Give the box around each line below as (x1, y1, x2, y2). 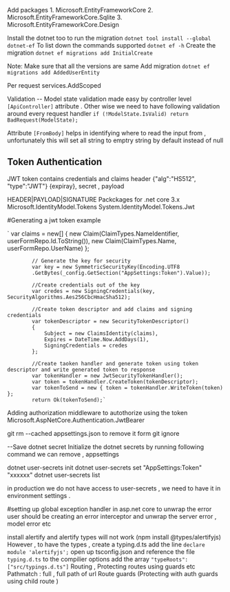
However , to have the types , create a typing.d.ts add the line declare (7, 540, 205, 548)
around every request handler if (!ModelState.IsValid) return (7, 110, 189, 117)
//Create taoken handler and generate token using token (32, 360, 198, 367)
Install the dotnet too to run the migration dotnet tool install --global (7, 34, 211, 42)
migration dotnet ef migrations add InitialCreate (7, 48, 153, 57)
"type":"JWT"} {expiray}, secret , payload (7, 182, 125, 190)
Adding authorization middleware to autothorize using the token (7, 408, 188, 417)
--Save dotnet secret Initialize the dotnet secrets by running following (7, 442, 205, 451)
